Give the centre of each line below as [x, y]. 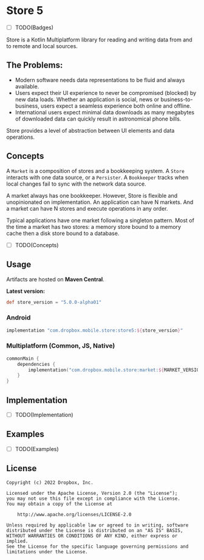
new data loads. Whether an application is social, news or [87, 99]
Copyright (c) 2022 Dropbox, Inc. [50, 482]
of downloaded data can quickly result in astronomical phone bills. [98, 119]
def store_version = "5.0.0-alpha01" [54, 302]
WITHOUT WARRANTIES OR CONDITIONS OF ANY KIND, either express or [92, 536]
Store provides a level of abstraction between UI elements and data [90, 130]
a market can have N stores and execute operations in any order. [87, 208]
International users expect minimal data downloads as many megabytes [105, 112]
